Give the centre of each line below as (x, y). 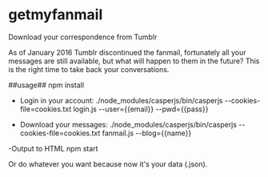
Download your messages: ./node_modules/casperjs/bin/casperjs (128, 124)
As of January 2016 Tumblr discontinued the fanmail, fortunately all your (127, 52)
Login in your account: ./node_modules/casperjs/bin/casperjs (121, 100)
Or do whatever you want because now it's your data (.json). (108, 164)
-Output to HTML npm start (53, 148)
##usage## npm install (46, 85)
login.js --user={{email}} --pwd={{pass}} (141, 109)
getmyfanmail (56, 15)
